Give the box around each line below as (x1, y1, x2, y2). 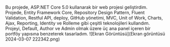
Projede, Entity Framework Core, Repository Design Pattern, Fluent (5, 9, 145, 15)
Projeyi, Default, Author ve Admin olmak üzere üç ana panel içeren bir (5, 25, 151, 31)
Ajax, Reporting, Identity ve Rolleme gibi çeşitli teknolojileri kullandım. (5, 20, 150, 26)
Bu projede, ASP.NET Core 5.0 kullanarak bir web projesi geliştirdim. (5, 4, 148, 10)
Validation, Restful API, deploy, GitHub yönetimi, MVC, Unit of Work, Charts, (5, 15, 163, 20)
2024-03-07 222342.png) (5, 36, 60, 42)
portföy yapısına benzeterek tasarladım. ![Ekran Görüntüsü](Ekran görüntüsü (5, 31, 165, 36)
